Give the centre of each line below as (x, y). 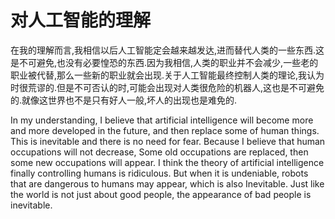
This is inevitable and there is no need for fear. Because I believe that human (168, 141)
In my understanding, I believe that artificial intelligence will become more (162, 120)
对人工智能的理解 (81, 20)
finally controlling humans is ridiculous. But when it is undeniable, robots (159, 173)
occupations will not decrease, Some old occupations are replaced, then (159, 152)
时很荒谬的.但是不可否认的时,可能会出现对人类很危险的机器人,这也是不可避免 (167, 87)
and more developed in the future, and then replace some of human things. (165, 130)
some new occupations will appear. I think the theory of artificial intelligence (167, 162)
